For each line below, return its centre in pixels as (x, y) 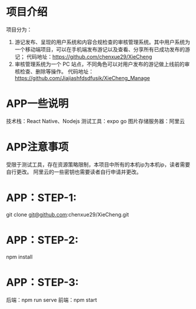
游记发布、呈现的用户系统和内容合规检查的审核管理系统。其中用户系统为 (102, 42)
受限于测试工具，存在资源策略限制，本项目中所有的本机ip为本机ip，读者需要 (98, 164)
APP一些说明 (37, 104)
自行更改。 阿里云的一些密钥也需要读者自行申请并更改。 (74, 172)
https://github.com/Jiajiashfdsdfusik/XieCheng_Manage (82, 78)
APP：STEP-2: (42, 240)
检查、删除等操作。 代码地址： (57, 71)
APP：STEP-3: (42, 282)
